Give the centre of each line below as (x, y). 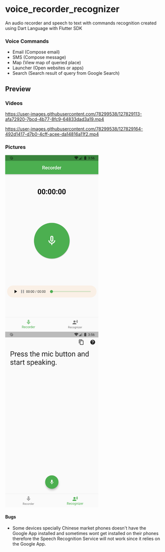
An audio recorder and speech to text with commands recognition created (81, 23)
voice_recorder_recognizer (62, 9)
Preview (18, 89)
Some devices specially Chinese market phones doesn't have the (79, 528)
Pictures (16, 147)
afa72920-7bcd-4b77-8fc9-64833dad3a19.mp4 (55, 119)
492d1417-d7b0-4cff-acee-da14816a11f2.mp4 (52, 134)
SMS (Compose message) (39, 57)
